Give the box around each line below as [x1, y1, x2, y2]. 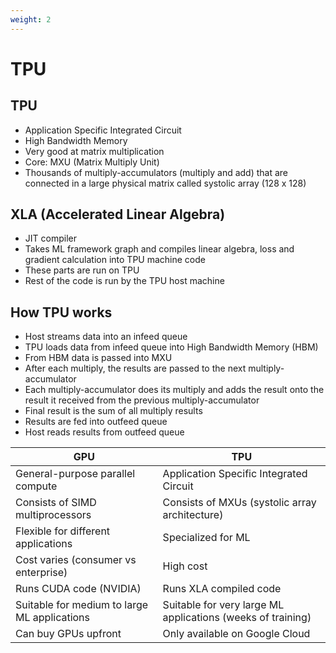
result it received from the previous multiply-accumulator [24, 394, 260, 406]
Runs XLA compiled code [162, 582, 282, 596]
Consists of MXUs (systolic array [162, 496, 317, 510]
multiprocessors [15, 508, 92, 522]
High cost [162, 559, 208, 573]
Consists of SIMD [15, 496, 97, 510]
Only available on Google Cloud [162, 627, 311, 641]
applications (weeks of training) [162, 611, 312, 625]
